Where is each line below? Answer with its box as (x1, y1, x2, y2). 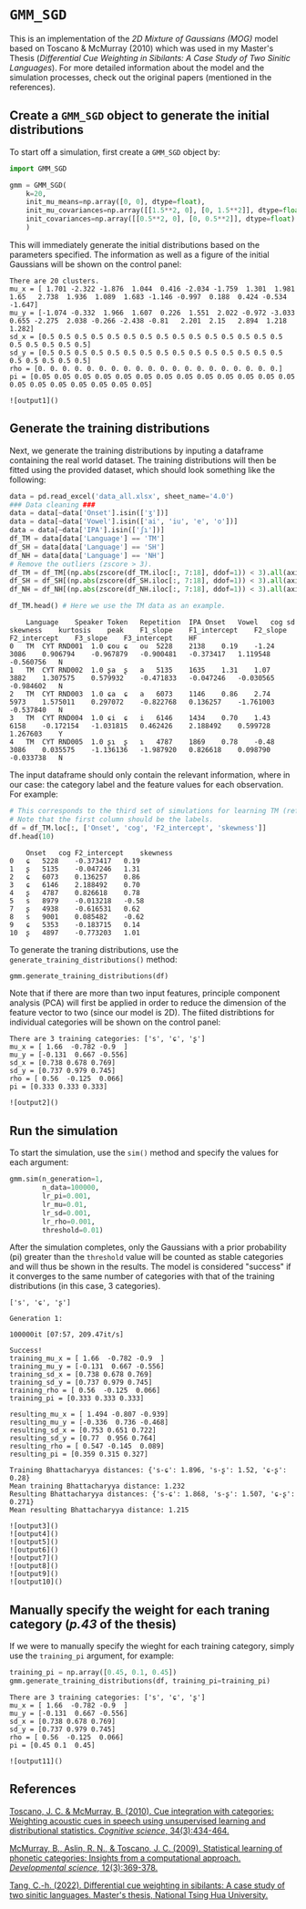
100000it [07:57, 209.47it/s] (9, 1330, 125, 1339)
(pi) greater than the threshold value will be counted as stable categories (9, 1252, 284, 1263)
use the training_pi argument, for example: (9, 1650, 175, 1661)
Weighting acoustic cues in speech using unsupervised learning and (9, 1815, 266, 1826)
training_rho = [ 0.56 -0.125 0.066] (9, 1386, 161, 1396)
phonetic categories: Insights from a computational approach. (9, 1852, 241, 1863)
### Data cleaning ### (9, 500, 96, 510)
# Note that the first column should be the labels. (9, 814, 214, 824)
